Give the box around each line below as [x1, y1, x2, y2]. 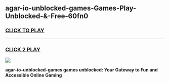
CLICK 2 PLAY [5, 46, 40, 53]
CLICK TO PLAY [5, 27, 45, 34]
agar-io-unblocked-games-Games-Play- [5, 4, 137, 13]
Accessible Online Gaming [5, 72, 62, 78]
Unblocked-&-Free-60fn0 [5, 12, 89, 21]
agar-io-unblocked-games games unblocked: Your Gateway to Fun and [5, 66, 158, 72]
